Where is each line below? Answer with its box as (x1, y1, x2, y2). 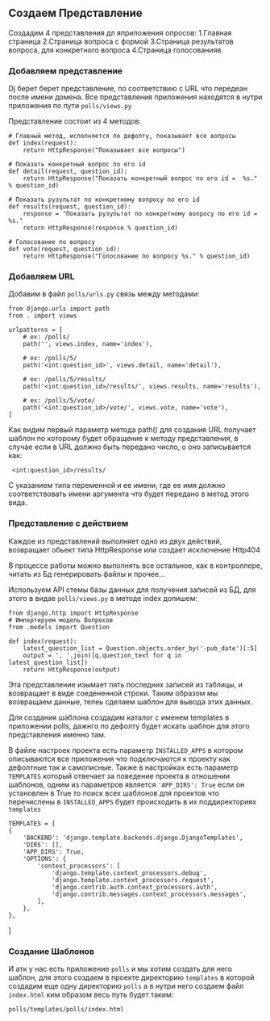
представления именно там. (8, 729, 106, 739)
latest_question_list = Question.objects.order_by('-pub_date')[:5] (23, 644, 258, 653)
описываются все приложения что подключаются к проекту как (8, 754, 231, 763)
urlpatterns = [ (8, 326, 63, 334)
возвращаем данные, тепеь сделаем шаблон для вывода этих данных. (8, 696, 253, 706)
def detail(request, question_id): (8, 167, 128, 176)
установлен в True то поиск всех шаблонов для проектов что (8, 788, 220, 798)
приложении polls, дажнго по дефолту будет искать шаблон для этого (8, 721, 250, 730)
